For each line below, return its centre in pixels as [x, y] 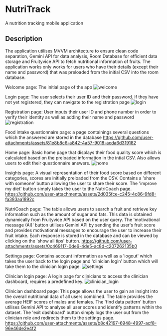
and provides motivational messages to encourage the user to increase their [83, 230]
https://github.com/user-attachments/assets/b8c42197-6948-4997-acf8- [81, 323]
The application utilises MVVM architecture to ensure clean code [72, 50]
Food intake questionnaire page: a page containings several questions [77, 132]
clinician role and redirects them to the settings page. [60, 317]
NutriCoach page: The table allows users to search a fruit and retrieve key [81, 209]
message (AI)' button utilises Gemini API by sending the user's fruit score [80, 225]
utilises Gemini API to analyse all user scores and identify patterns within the [83, 307]
